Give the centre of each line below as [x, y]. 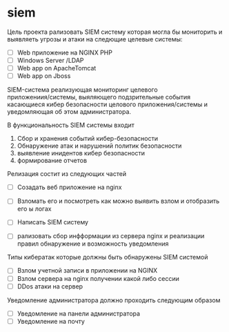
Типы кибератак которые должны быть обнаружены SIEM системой [108, 257]
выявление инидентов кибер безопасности [81, 153]
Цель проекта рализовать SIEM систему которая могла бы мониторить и [115, 32]
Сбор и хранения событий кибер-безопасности [88, 139]
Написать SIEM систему [52, 222]
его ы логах [34, 209]
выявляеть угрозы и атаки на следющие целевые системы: [95, 39]
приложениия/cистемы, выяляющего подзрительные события [99, 97]
